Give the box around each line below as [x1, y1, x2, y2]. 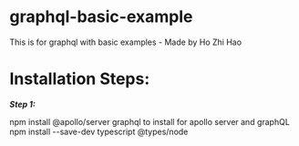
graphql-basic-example [9, 6, 193, 27]
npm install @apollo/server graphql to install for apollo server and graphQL [9, 116, 290, 127]
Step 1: [9, 99, 36, 109]
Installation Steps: [9, 68, 150, 89]
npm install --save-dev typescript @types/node [9, 126, 189, 137]
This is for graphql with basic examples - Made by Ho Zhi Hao [9, 36, 242, 47]
